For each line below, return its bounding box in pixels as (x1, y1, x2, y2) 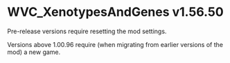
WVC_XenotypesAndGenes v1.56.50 (7, 4, 224, 20)
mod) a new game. (7, 48, 61, 56)
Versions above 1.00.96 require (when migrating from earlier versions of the (7, 40, 224, 48)
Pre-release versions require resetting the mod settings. (7, 27, 167, 35)
